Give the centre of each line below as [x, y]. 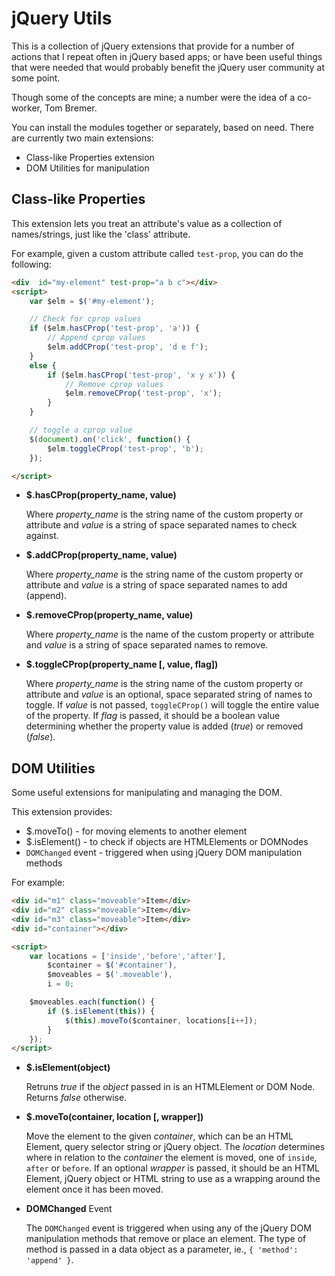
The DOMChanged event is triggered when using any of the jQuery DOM [168, 1228]
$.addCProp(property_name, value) [101, 555]
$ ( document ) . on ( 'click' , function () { [110, 439]
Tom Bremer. [71, 108]
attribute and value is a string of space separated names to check [161, 525]
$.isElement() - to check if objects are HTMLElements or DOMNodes [167, 842]
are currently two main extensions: [82, 138]
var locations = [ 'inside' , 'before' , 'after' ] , [128, 956]
